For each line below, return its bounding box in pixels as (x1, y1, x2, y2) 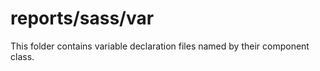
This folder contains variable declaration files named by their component (10, 40, 310, 52)
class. (10, 50, 35, 62)
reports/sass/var (10, 7, 155, 30)
